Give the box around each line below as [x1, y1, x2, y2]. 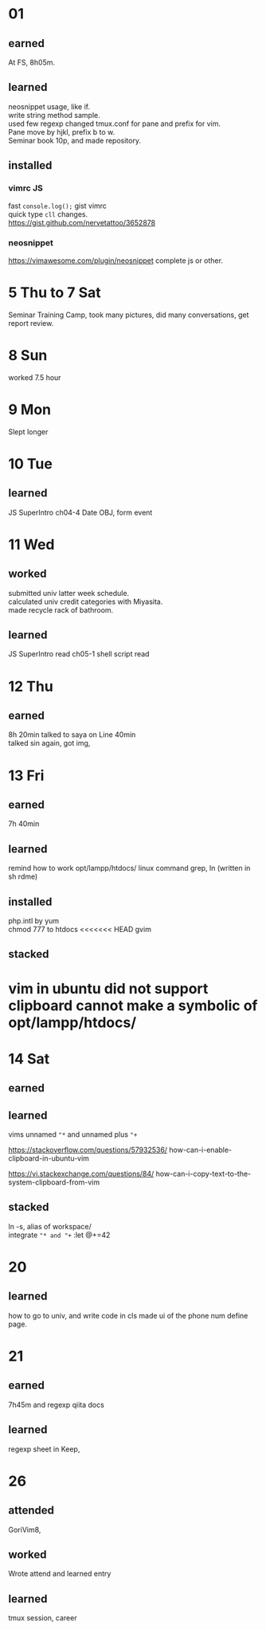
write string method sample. [8, 110, 101, 120]
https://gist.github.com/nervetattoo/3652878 [8, 217, 156, 227]
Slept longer [8, 427, 49, 437]
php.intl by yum [8, 916, 60, 926]
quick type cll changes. [8, 209, 88, 219]
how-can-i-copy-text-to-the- [155, 1169, 252, 1179]
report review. [8, 318, 54, 327]
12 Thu [8, 677, 53, 695]
